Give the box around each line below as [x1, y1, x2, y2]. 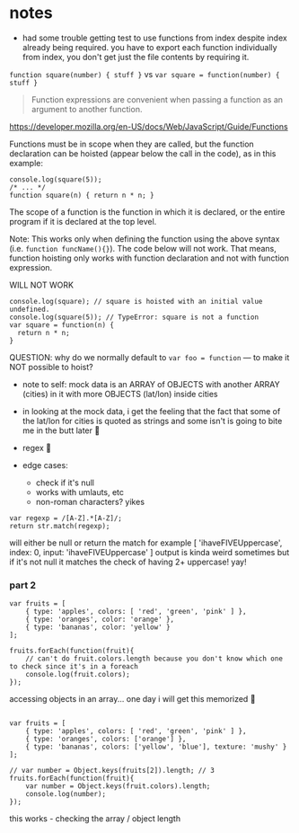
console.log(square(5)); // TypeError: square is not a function [9, 313, 259, 322]
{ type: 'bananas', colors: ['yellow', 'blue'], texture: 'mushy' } [25, 742, 287, 752]
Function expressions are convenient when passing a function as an [31, 93, 284, 105]
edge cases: [22, 459, 69, 470]
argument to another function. [31, 103, 143, 114]
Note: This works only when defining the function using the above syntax [9, 233, 280, 244]
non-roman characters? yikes [35, 496, 145, 507]
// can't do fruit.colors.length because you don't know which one [25, 654, 283, 663]
